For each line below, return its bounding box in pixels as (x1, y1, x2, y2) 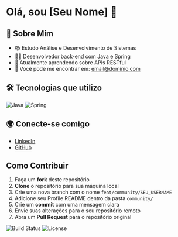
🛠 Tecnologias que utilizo (6, 83, 102, 93)
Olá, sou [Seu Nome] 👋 (6, 5, 118, 19)
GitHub (14, 143, 32, 151)
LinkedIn (14, 138, 36, 145)
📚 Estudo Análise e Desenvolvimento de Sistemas (14, 44, 136, 51)
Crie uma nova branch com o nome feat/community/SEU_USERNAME (14, 188, 172, 195)
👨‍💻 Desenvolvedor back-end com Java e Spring (14, 53, 131, 60)
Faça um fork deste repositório (14, 176, 90, 183)
